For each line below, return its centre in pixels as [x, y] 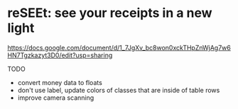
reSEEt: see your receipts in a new [110, 13]
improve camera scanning [56, 98]
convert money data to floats [60, 82]
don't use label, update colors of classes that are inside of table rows [119, 90]
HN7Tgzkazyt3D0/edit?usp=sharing [60, 55]
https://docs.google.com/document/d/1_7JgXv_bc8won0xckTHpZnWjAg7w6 [119, 47]
